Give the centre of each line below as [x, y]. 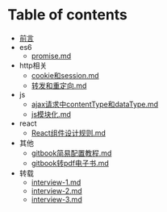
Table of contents [68, 15]
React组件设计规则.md [69, 133]
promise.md [51, 56]
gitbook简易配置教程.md [71, 153]
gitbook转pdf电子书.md [70, 163]
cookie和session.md [65, 75]
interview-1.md [56, 182]
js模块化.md [51, 114]
